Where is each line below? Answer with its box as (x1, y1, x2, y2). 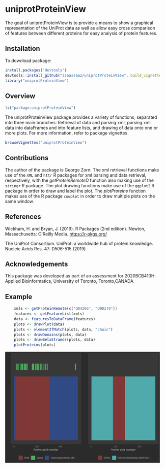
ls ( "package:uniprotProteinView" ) (5, 105, 76, 110)
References (5, 213, 41, 221)
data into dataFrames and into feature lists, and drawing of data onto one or (5, 125, 158, 131)
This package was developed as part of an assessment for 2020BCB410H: (5, 273, 156, 279)
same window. (5, 198, 34, 204)
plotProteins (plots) (14, 342, 56, 348)
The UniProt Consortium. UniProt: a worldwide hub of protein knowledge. (5, 240, 153, 246)
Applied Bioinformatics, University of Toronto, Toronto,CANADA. (5, 278, 135, 284)
